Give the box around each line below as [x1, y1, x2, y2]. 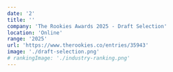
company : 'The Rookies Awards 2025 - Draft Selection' [7, 23, 168, 29]
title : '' [7, 16, 36, 23]
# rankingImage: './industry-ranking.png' [7, 55, 130, 62]
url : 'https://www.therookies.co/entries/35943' [7, 42, 149, 49]
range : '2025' [7, 36, 48, 43]
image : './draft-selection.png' [7, 49, 100, 56]
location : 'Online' [7, 29, 63, 36]
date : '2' [7, 10, 36, 17]
